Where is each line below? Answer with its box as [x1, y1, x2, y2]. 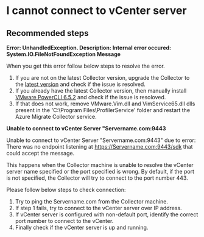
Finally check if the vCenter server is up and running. [15, 224, 149, 231]
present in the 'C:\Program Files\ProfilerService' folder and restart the [15, 107, 191, 113]
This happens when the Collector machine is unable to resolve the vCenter [6, 161, 194, 168]
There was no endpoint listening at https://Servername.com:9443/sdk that [6, 143, 193, 150]
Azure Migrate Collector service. [15, 113, 97, 120]
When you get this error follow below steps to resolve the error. [6, 62, 166, 69]
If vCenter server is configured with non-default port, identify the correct [15, 211, 199, 218]
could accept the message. [6, 150, 75, 157]
